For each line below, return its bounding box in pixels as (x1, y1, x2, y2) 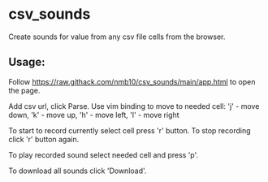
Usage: (8, 55, 46, 69)
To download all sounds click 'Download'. (8, 166, 147, 175)
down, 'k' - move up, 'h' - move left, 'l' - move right (8, 110, 179, 119)
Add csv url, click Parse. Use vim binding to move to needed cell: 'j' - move (8, 101, 260, 110)
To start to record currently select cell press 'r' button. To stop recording (8, 125, 251, 135)
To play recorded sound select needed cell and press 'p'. (8, 149, 199, 159)
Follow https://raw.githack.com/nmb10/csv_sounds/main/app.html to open (8, 76, 256, 86)
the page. (8, 85, 41, 95)
